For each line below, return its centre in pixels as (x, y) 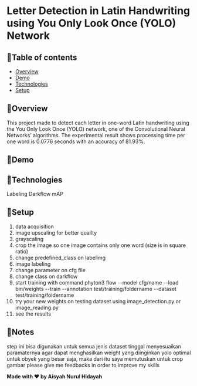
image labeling (33, 264)
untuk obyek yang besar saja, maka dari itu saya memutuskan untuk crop (95, 358)
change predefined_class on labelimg (60, 258)
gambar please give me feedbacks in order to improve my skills (83, 365)
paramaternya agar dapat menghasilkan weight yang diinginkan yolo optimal (99, 353)
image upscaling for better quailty (56, 232)
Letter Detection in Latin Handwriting (98, 11)
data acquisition (35, 226)
